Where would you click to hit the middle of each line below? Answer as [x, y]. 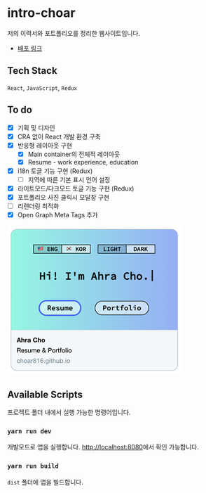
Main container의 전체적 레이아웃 [74, 154]
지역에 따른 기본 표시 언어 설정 [69, 179]
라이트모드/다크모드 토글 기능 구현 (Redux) [76, 188]
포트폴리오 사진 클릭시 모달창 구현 [63, 198]
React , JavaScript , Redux [42, 88]
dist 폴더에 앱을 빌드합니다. [46, 482]
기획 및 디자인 [36, 127]
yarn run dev [29, 431]
